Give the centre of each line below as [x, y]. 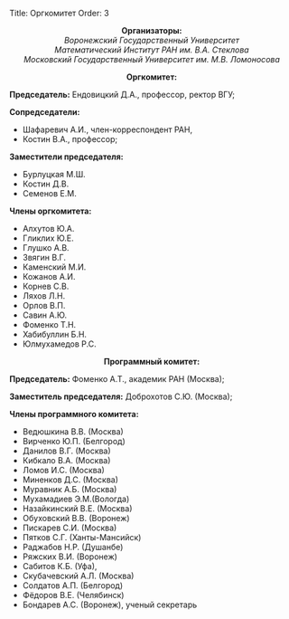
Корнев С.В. [46, 286]
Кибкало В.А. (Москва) [66, 460]
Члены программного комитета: [74, 414]
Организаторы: [152, 30]
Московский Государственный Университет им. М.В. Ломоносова [152, 59]
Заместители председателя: [66, 157]
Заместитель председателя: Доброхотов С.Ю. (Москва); [121, 396]
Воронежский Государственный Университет [152, 40]
